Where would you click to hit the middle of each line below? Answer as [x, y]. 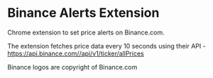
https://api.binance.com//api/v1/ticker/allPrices [76, 53]
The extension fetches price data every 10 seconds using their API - [106, 46]
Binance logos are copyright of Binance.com [72, 67]
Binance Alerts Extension [83, 13]
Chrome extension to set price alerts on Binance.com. [86, 32]
